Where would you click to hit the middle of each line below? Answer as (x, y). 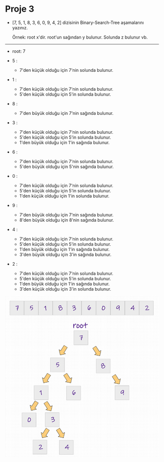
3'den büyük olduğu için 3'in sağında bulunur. (65, 254)
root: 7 (19, 51)
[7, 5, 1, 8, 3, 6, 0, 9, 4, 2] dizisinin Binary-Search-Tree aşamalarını (78, 22)
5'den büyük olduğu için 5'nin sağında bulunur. (66, 167)
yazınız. (20, 27)
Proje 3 (20, 9)
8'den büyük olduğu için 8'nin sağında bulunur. (67, 220)
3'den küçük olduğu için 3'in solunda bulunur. (65, 289)
